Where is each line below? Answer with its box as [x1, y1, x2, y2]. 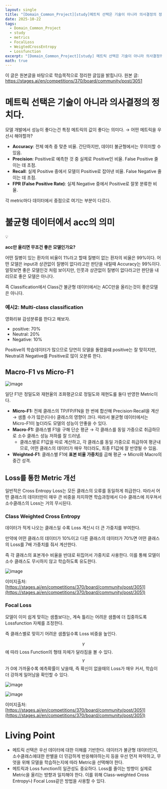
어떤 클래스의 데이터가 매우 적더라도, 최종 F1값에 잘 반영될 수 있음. [30, 445, 158, 451]
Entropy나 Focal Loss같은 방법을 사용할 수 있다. [12, 778, 106, 784]
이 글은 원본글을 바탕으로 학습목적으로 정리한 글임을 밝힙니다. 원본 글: [5, 73, 139, 79]
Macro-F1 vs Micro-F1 [5, 367, 74, 376]
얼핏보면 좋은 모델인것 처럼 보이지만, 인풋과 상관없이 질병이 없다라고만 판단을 [5, 267, 154, 273]
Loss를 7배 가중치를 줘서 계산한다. [10, 541, 77, 547]
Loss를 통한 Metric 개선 [5, 473, 76, 482]
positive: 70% [12, 326, 41, 332]
